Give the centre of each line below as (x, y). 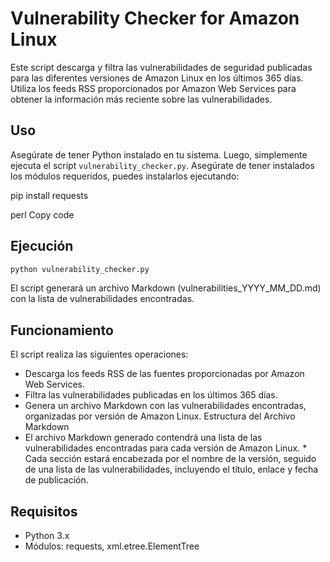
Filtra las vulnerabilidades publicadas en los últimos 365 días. (151, 395)
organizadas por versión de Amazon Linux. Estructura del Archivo (160, 416)
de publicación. (56, 480)
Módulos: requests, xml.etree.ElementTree (112, 546)
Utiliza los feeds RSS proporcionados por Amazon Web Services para (153, 88)
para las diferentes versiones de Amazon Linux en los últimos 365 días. (157, 78)
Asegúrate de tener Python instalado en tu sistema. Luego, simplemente (159, 154)
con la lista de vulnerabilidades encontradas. (102, 299)
